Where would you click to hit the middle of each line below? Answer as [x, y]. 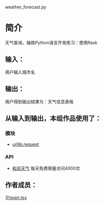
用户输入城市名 [20, 72]
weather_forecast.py [26, 7]
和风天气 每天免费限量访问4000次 [46, 168]
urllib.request [25, 144]
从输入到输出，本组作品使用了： [53, 118]
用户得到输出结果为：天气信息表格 [39, 101]
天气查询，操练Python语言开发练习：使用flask [51, 42]
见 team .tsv [16, 198]
